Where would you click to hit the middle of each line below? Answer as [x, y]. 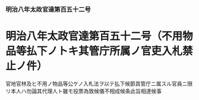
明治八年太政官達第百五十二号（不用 [94, 36]
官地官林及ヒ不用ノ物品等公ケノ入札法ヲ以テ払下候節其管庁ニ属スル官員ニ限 [99, 83]
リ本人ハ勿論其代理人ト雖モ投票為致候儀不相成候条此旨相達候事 [83, 91]
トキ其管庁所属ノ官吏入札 [120, 51]
